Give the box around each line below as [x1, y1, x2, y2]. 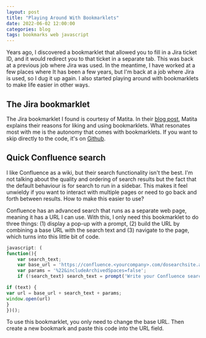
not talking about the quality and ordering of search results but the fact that [6, 175, 197, 183]
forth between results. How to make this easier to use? [6, 194, 144, 202]
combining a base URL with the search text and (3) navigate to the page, [6, 226, 190, 234]
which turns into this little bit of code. [6, 232, 100, 240]
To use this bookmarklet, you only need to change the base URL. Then [6, 318, 185, 326]
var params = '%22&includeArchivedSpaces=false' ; [17, 267, 147, 274]
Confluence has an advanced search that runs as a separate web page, [6, 207, 187, 214]
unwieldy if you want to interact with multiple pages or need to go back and [6, 188, 197, 196]
